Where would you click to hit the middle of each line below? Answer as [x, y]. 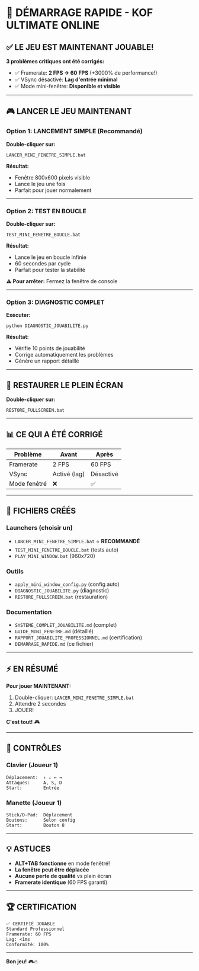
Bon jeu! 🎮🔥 [22, 961]
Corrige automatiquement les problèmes [64, 355]
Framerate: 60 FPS [29, 934]
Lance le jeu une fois [40, 184]
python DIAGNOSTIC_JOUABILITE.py [47, 326]
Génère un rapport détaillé [47, 361]
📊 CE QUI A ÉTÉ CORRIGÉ [54, 435]
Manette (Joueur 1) [34, 803]
